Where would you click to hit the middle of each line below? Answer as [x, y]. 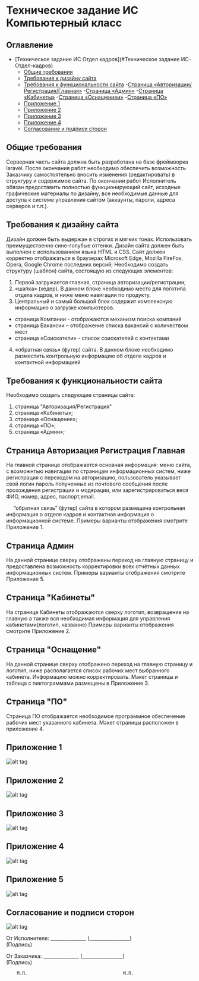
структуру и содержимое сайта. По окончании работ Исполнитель [91, 181]
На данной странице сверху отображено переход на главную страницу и [99, 664]
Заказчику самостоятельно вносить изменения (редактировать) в [91, 174]
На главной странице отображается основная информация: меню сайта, [99, 465]
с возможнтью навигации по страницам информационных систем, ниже [99, 471]
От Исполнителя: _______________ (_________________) [69, 938]
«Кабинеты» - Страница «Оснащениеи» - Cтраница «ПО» [95, 97]
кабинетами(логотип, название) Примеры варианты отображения [90, 625]
